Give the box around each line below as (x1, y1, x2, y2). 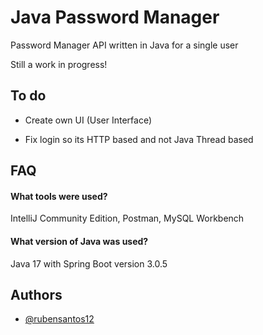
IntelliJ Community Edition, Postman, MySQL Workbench (10, 212, 245, 225)
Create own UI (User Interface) (24, 114, 153, 126)
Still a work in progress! (10, 58, 108, 70)
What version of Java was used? (10, 235, 149, 247)
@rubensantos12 (24, 313, 95, 325)
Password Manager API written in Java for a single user (10, 39, 239, 51)
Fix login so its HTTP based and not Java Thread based (24, 133, 254, 145)
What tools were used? (10, 190, 108, 202)
